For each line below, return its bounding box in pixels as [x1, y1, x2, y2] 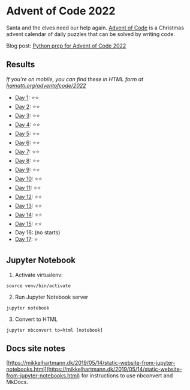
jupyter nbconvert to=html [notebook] [6, 327, 103, 333]
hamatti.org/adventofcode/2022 [6, 82, 86, 89]
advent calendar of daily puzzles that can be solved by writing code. [6, 30, 176, 37]
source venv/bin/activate [6, 282, 71, 289]
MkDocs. [6, 379, 29, 386]
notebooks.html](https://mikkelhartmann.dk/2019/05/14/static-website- [6, 365, 183, 373]
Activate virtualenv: [14, 271, 63, 278]
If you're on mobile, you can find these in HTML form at [6, 75, 144, 82]
